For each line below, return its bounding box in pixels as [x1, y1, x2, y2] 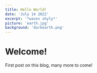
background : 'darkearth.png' [5, 25, 64, 30]
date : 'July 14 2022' [5, 12, 49, 17]
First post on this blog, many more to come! [5, 62, 93, 68]
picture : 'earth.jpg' [5, 20, 49, 26]
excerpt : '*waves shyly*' [5, 16, 58, 21]
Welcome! [5, 46, 47, 57]
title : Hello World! [5, 7, 47, 12]
